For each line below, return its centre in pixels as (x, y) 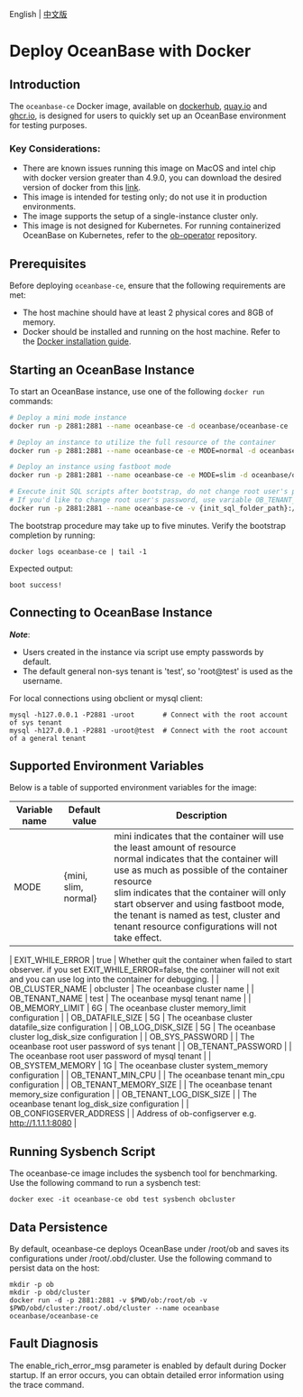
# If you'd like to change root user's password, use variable (131, 500)
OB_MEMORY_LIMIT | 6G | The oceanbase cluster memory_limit (128, 1008)
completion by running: (52, 535)
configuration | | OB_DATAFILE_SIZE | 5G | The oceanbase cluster (131, 1018)
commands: (32, 401)
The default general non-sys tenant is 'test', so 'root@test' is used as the (157, 671)
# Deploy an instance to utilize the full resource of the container (143, 442)
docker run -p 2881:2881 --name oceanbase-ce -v (102, 508)
